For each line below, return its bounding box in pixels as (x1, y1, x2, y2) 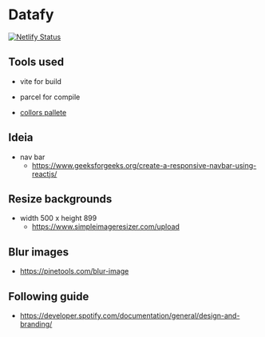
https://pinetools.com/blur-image (19, 267, 129, 276)
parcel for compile (19, 92, 81, 102)
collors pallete (19, 107, 67, 117)
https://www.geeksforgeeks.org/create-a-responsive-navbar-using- (31, 160, 257, 170)
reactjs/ (31, 169, 57, 179)
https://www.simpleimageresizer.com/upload (31, 222, 180, 231)
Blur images (8, 245, 69, 259)
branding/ (19, 319, 53, 329)
